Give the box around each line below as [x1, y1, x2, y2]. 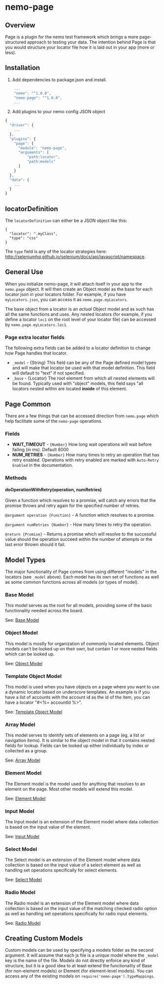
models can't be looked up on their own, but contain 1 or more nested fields [5, 646, 158, 651]
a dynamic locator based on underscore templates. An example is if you [5, 689, 150, 695]
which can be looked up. [5, 651, 55, 657]
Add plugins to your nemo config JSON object [12, 109, 105, 115]
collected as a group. [5, 748, 48, 754]
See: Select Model [5, 877, 42, 883]
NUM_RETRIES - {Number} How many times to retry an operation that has [12, 452, 160, 458]
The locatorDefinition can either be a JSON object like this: [5, 217, 127, 223]
